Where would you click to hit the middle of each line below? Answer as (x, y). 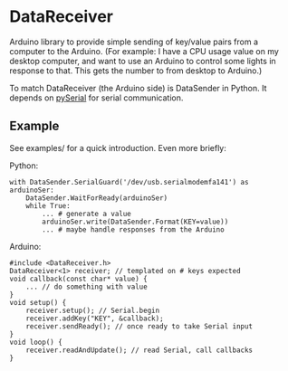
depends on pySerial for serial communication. (96, 98)
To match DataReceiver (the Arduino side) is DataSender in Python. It (138, 88)
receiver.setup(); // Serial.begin (93, 310)
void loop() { (36, 342)
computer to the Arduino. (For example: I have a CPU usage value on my (144, 51)
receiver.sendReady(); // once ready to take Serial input (139, 326)
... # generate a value (86, 214)
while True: (48, 205)
